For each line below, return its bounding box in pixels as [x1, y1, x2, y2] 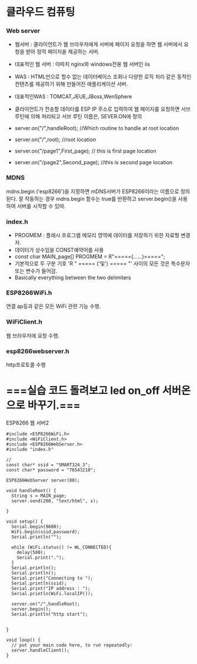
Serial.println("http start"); [11, 611, 88, 617]
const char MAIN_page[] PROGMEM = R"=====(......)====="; [14, 253, 165, 260]
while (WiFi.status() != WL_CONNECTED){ [11, 544, 112, 550]
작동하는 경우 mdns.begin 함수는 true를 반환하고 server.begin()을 [24, 195, 177, 202]
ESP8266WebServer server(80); [6, 477, 81, 483]
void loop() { [6, 637, 41, 643]
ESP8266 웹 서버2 [6, 419, 49, 426]
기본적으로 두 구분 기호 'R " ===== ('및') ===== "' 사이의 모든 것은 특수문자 [14, 260, 191, 267]
